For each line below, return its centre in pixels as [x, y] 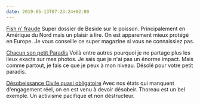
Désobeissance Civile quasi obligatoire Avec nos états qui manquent [90, 83]
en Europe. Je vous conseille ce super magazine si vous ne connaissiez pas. [100, 41]
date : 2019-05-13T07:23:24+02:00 [48, 12]
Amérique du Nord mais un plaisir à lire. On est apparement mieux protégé [98, 35]
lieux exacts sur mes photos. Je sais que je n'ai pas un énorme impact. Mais [100, 59]
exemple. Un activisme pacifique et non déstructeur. [70, 96]
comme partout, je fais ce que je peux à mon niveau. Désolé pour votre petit [100, 65]
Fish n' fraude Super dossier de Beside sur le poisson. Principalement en [96, 28]
